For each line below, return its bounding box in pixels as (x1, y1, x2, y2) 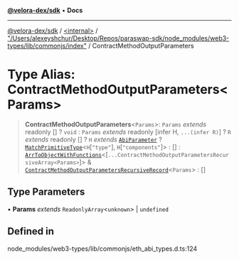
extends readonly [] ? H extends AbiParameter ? (24, 135, 162, 143)
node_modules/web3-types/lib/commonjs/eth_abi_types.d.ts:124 (7, 244, 198, 253)
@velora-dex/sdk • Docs (7, 6, 83, 14)
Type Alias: (7, 67, 76, 82)
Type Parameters (7, 186, 85, 198)
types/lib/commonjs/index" (7, 42, 87, 50)
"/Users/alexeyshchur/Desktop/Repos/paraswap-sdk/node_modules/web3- (7, 34, 230, 42)
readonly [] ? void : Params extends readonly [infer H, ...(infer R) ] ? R (24, 127, 231, 136)
